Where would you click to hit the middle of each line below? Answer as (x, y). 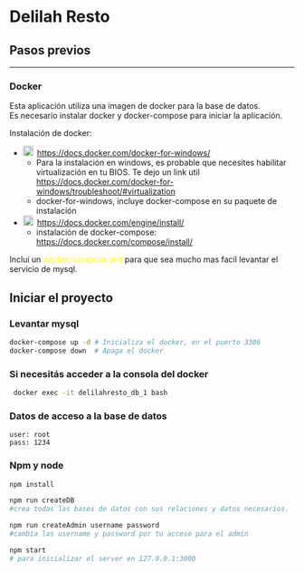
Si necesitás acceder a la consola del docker (109, 373)
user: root (30, 435)
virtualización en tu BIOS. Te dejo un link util (118, 172)
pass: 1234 (30, 443)
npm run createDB (42, 500)
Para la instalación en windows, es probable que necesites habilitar (161, 163)
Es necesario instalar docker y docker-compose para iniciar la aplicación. (146, 116)
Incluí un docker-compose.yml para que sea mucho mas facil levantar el (144, 259)
